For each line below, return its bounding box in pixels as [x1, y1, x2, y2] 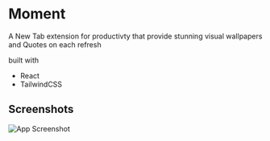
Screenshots [8, 103, 74, 116]
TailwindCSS [19, 79, 63, 89]
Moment [8, 5, 66, 23]
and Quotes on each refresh [8, 39, 102, 49]
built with [8, 55, 39, 65]
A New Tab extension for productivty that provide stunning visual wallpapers [8, 31, 263, 41]
